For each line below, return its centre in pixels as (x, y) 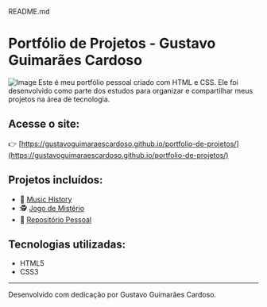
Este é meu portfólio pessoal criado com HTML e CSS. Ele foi (138, 82)
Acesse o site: (44, 124)
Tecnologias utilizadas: (67, 244)
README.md (29, 12)
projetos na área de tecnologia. (59, 99)
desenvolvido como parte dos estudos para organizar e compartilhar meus (131, 90)
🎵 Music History (46, 199)
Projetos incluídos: (56, 180)
